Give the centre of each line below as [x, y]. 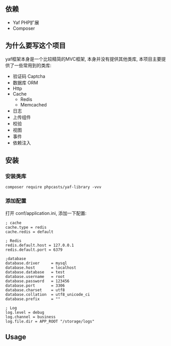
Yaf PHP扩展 [26, 23]
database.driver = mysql [36, 263]
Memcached [33, 104]
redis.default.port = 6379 [34, 250]
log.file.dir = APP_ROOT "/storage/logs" [50, 321]
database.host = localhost [41, 268]
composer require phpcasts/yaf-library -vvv [53, 187]
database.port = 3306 [35, 286]
